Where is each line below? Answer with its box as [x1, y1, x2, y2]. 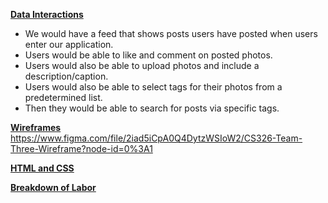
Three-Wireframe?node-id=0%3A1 [10, 143, 153, 154]
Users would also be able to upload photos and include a [24, 60, 260, 71]
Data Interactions [10, 9, 84, 20]
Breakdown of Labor [10, 182, 97, 193]
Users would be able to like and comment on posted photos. [24, 49, 273, 61]
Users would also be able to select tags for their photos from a [24, 81, 283, 93]
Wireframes [10, 122, 62, 133]
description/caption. [24, 70, 109, 82]
